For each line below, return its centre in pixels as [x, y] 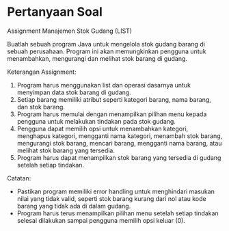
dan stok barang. [41, 107]
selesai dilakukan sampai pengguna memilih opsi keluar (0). [101, 220]
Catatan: [19, 178]
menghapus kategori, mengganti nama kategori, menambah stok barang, [120, 136]
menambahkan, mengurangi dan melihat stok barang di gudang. [97, 58]
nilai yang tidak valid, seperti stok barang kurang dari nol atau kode [111, 198]
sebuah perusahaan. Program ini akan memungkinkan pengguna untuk [107, 51]
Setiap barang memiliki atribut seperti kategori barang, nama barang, [114, 99]
